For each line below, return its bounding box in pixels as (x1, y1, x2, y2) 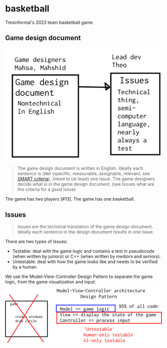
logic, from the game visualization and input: (5, 279, 96, 285)
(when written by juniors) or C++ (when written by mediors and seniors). (12, 254, 161, 260)
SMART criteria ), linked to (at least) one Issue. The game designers (17, 176, 155, 182)
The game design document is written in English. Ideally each (17, 165, 144, 171)
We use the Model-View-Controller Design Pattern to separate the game (5, 274, 153, 279)
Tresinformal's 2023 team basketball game (5, 19, 93, 25)
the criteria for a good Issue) (17, 187, 76, 193)
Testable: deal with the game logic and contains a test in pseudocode (12, 248, 155, 254)
